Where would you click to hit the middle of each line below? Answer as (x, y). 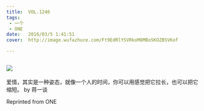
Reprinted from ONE (32, 101)
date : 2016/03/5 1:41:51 (40, 35)
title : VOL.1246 (28, 12)
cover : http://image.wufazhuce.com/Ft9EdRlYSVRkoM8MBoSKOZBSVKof (92, 40)
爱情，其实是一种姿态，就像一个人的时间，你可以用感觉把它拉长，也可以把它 (102, 82)
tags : (13, 18)
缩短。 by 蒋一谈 (27, 89)
